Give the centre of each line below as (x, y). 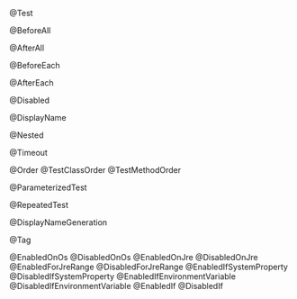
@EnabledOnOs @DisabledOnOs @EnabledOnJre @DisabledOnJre (134, 257)
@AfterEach (31, 83)
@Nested (27, 135)
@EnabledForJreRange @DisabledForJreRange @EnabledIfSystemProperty (148, 267)
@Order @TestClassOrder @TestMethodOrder (95, 170)
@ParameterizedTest (48, 187)
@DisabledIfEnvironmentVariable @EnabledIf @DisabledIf (116, 286)
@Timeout (28, 153)
